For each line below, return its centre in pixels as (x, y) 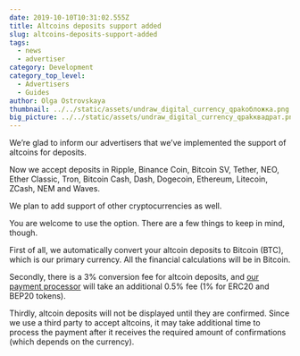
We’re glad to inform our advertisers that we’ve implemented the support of (148, 143)
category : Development (51, 68)
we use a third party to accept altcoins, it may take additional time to (135, 323)
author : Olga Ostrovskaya (57, 101)
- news (29, 51)
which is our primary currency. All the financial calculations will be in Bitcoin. (150, 259)
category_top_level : (48, 76)
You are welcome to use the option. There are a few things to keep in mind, (147, 224)
